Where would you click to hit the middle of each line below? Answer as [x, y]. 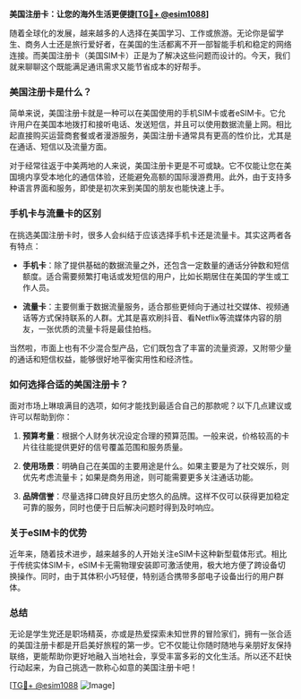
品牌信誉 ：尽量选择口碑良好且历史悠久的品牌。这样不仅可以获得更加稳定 [155, 496]
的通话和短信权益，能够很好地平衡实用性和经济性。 [103, 359]
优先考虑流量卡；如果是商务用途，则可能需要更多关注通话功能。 [140, 477]
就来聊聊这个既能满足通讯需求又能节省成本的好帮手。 [107, 67]
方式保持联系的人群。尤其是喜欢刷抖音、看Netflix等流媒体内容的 [156, 318]
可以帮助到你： [44, 416]
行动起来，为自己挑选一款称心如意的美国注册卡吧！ [103, 668]
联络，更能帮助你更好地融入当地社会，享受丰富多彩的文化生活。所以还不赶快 [150, 656]
